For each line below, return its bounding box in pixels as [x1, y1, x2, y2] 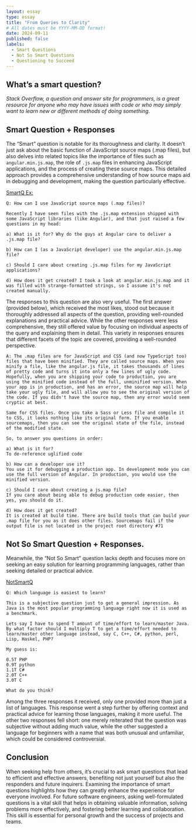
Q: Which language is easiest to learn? [6, 590, 106, 595]
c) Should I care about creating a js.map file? [6, 487, 127, 493]
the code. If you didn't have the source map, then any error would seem [6, 394, 190, 400]
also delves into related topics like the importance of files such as [6, 153, 164, 160]
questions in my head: [6, 221, 61, 227]
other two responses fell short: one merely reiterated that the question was [6, 717, 187, 724]
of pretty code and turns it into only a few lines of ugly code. [6, 369, 171, 375]
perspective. [6, 342, 36, 349]
